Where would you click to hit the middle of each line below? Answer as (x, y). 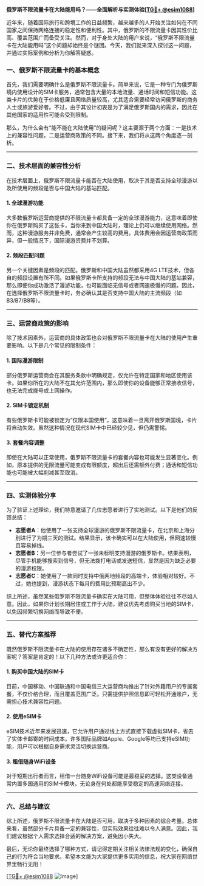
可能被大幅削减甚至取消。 (49, 472)
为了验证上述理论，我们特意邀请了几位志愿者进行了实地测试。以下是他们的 (99, 510)
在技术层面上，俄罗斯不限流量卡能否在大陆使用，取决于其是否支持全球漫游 (99, 180)
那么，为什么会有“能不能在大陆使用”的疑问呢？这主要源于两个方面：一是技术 (102, 128)
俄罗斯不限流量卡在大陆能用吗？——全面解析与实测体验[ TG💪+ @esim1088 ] (101, 9)
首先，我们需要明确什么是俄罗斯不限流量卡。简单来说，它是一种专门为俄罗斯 (102, 84)
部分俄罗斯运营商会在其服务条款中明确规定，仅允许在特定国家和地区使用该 (99, 375)
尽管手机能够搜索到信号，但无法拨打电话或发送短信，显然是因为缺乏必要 (105, 561)
